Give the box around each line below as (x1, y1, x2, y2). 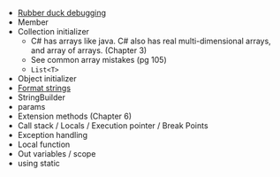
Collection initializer (17, 27, 90, 36)
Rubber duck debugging (17, 8, 107, 18)
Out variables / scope (17, 149, 96, 158)
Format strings (17, 83, 72, 93)
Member (17, 17, 49, 27)
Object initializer (17, 73, 77, 83)
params (17, 102, 46, 112)
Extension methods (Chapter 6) (17, 111, 132, 121)
